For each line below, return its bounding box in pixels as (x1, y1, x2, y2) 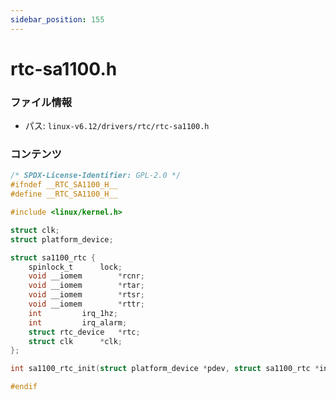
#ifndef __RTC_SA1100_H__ (10, 180, 118, 190)
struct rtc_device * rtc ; (28, 327, 141, 337)
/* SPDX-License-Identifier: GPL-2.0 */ (10, 171, 182, 181)
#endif (10, 382, 38, 392)
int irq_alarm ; (28, 317, 128, 328)
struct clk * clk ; (28, 336, 123, 346)
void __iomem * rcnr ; (28, 271, 145, 281)
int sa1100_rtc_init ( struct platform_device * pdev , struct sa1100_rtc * (10, 364, 320, 374)
